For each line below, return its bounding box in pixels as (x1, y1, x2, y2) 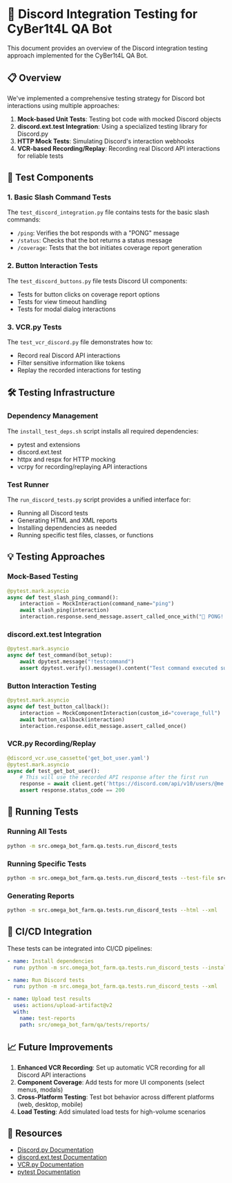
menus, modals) (17, 1085, 64, 1094)
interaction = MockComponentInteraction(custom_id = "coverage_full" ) (19, 709, 221, 716)
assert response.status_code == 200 (19, 787, 126, 794)
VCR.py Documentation (17, 1160, 84, 1169)
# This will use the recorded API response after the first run (19, 774, 209, 781)
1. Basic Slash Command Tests (7, 193, 112, 202)
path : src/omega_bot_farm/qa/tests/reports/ (19, 1021, 150, 1028)
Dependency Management (7, 411, 99, 421)
